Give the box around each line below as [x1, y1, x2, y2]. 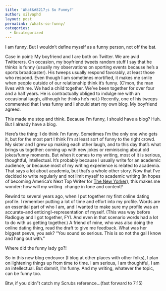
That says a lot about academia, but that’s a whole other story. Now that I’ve [5, 168, 160, 174]
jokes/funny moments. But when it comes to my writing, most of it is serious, [5, 152, 162, 158]
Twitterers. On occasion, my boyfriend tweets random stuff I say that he [5, 59, 152, 65]
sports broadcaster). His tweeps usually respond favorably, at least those [5, 70, 155, 75]
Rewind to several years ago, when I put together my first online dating [5, 193, 150, 199]
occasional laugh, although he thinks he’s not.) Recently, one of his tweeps [5, 96, 158, 102]
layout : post [5, 16, 32, 21]
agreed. [5, 106, 21, 112]
